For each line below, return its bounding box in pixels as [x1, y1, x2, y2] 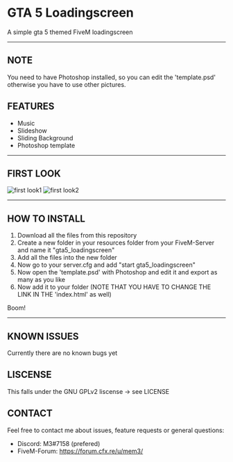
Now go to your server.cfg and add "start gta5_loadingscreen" [17, 261, 196, 269]
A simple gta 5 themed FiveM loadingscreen [7, 28, 133, 36]
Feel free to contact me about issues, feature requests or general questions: [7, 426, 225, 434]
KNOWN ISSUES [7, 330, 79, 342]
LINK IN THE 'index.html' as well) [17, 290, 112, 299]
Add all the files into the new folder [17, 254, 118, 262]
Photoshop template [17, 141, 76, 149]
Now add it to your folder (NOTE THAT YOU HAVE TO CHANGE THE [17, 283, 212, 291]
